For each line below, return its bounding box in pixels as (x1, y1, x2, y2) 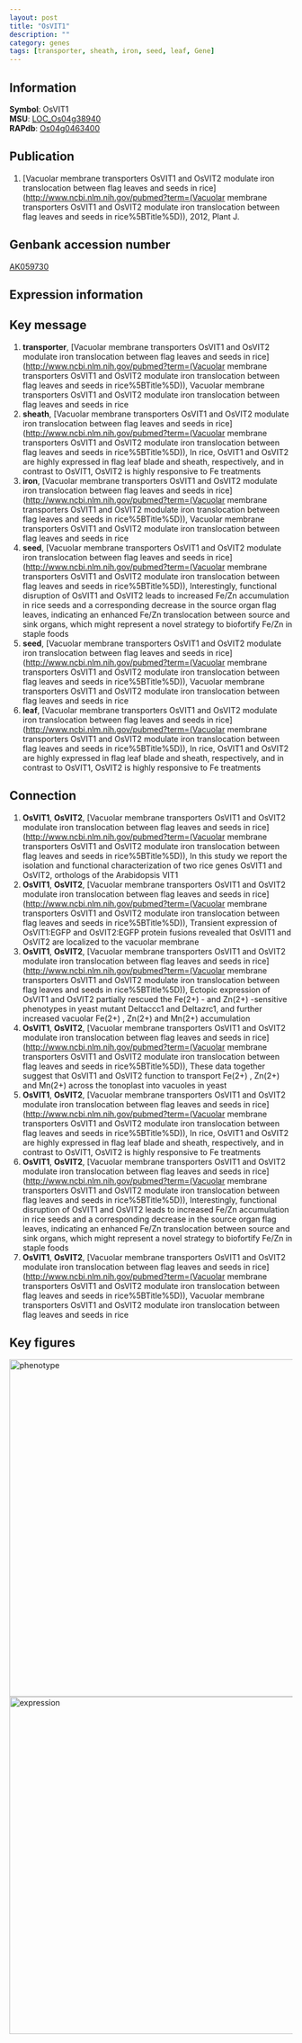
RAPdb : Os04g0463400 (9, 122, 101, 133)
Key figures (9, 1335, 75, 1350)
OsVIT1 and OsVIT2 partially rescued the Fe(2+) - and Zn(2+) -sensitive (22, 993, 288, 1004)
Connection (9, 788, 76, 803)
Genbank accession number (9, 237, 171, 253)
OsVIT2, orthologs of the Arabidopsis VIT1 (22, 869, 179, 880)
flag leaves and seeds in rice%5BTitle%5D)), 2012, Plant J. (22, 211, 240, 221)
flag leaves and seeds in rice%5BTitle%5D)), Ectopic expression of (22, 984, 271, 995)
